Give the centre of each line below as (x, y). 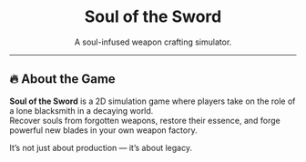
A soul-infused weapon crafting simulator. (153, 42)
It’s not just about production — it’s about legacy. (101, 147)
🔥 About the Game (62, 79)
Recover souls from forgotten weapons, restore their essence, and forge (145, 120)
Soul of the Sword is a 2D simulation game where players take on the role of (153, 101)
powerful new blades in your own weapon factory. (103, 130)
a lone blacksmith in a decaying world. (82, 110)
